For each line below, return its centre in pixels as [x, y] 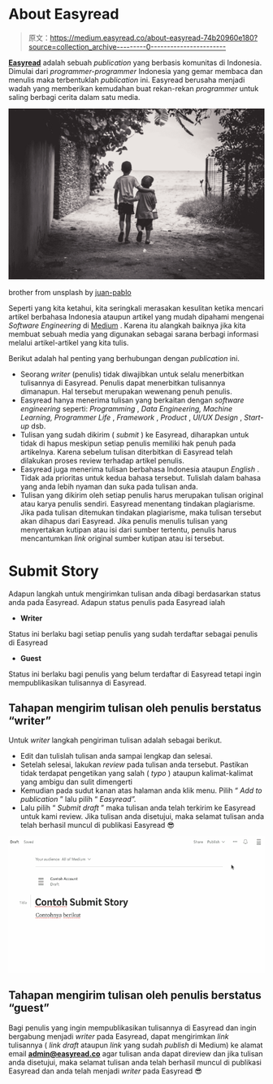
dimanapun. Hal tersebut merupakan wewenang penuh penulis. [126, 391]
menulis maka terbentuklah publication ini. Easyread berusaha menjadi [127, 80]
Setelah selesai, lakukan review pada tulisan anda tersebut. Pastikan [134, 764]
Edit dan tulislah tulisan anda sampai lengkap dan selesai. [116, 756]
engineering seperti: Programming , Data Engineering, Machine [126, 408]
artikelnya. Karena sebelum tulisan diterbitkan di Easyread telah [126, 451]
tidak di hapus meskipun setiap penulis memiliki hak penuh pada [128, 443]
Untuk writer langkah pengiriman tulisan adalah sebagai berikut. [115, 740]
